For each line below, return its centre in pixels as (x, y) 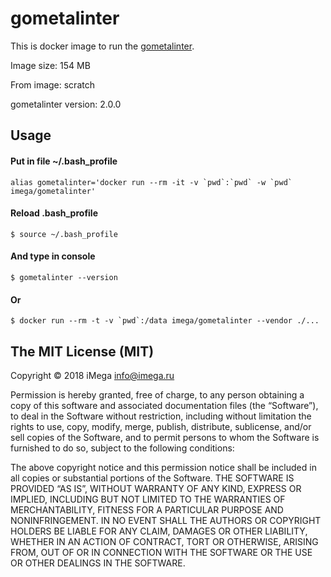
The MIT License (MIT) (82, 351)
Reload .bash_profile (54, 213)
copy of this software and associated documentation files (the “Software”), (164, 405)
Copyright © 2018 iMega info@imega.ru (92, 375)
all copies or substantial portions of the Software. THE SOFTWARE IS (152, 478)
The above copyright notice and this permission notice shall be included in (163, 467)
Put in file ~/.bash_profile (64, 161)
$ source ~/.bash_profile (64, 234)
